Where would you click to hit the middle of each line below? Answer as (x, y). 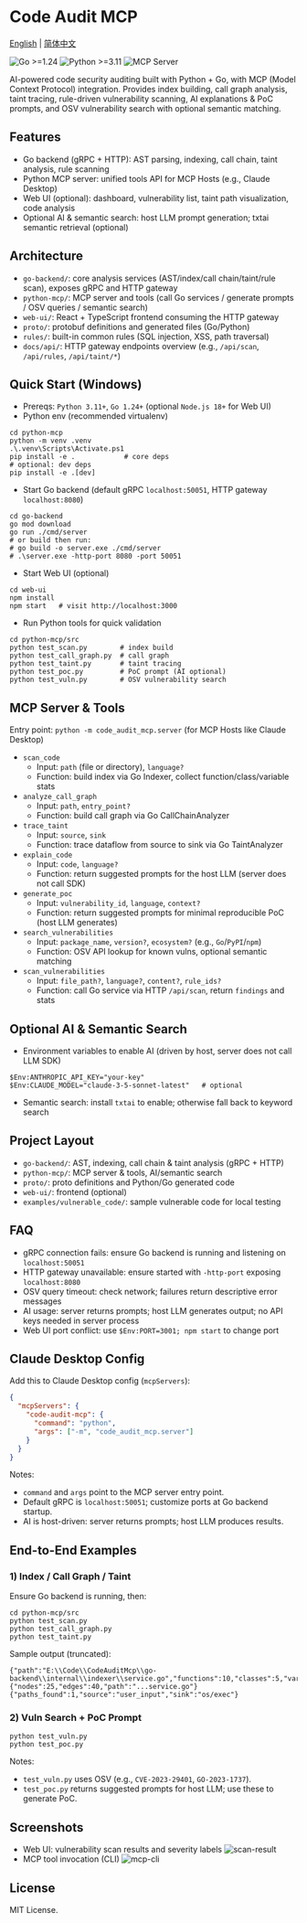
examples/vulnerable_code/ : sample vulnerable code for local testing (152, 1202)
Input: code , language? (77, 864)
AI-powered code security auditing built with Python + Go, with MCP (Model (153, 79)
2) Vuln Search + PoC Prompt (75, 1718)
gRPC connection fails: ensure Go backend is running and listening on (154, 1252)
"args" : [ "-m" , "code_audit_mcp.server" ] (114, 1432)
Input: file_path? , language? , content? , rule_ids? (129, 981)
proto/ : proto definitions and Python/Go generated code (128, 1182)
